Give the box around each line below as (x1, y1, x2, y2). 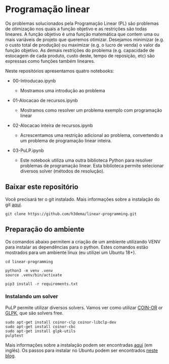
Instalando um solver (5, 293, 58, 300)
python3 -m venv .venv (5, 268, 53, 273)
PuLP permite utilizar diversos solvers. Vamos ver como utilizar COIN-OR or (5, 304, 163, 310)
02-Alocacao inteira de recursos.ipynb (12, 122, 93, 128)
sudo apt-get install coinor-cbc (5, 324, 76, 329)
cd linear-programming (5, 259, 53, 264)
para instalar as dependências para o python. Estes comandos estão (5, 244, 148, 250)
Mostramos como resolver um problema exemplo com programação (20, 107, 162, 113)
